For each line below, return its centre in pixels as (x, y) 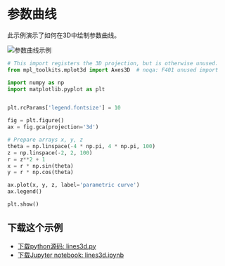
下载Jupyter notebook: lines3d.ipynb (71, 255)
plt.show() (23, 204)
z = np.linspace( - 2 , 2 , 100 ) (50, 153)
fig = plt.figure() (36, 121)
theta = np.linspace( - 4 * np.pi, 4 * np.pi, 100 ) (82, 146)
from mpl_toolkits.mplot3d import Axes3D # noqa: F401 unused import (113, 70)
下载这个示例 (35, 228)
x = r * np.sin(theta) (40, 166)
